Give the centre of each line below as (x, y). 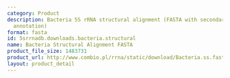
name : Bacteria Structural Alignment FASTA (70, 45)
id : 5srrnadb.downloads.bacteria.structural (72, 39)
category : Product (33, 13)
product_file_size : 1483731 (47, 52)
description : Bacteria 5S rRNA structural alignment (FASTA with (102, 20)
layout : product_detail (41, 64)
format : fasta (27, 32)
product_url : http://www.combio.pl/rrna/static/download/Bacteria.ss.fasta (117, 58)
